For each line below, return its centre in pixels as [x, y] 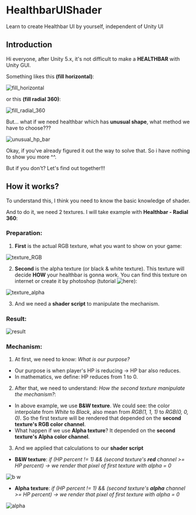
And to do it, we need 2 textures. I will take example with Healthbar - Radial [97, 212]
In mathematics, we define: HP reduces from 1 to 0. [76, 377]
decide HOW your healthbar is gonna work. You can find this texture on [101, 275]
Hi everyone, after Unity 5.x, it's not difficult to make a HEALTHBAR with [93, 58]
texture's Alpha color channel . [52, 437]
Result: [16, 319]
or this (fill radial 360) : [34, 99]
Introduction [29, 45]
